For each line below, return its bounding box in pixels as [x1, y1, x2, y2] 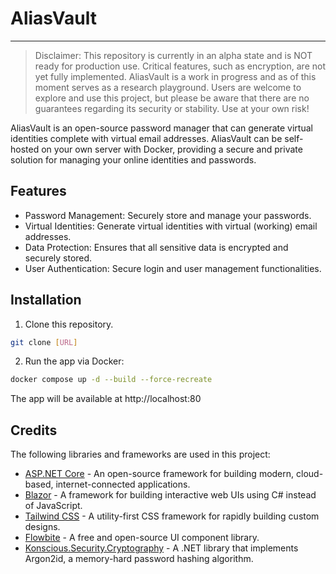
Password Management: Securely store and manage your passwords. [24, 209, 312, 221]
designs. [24, 521, 61, 533]
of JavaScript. [24, 500, 83, 512]
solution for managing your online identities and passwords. [10, 153, 257, 166]
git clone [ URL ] [10, 337, 78, 347]
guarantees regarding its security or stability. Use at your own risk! [34, 102, 310, 114]
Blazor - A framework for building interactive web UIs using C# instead [24, 489, 317, 501]
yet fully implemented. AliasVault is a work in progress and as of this [34, 70, 317, 82]
